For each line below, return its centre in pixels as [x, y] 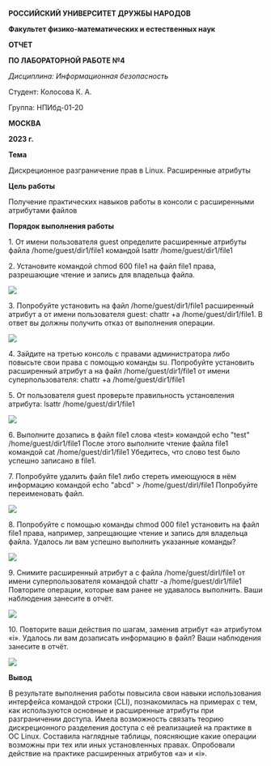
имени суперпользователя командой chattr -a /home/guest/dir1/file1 [125, 581]
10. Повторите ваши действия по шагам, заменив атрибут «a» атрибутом [135, 629]
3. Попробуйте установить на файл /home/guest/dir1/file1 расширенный [131, 306]
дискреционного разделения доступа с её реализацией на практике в [130, 727]
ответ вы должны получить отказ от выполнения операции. [112, 323]
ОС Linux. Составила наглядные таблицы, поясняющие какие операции [133, 736]
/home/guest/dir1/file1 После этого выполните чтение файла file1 [119, 443]
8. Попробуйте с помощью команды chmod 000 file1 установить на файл [134, 524]
